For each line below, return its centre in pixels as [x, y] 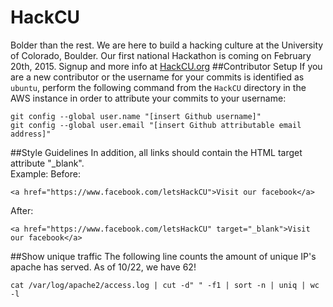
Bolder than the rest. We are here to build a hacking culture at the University [167, 45]
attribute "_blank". [47, 163]
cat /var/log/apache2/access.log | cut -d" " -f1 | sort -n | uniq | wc [165, 285]
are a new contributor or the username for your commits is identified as [157, 77]
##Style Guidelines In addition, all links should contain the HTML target [156, 152]
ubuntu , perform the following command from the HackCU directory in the [158, 87]
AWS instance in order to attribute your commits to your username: [148, 98]
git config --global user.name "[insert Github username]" [136, 116]
